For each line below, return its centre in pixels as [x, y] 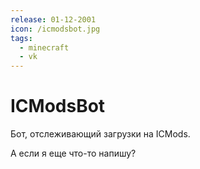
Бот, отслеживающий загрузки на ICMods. [100, 134]
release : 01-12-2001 [53, 19]
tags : [21, 38]
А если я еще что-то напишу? [73, 153]
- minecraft [44, 47]
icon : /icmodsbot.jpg [55, 29]
